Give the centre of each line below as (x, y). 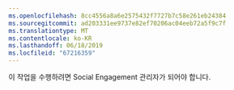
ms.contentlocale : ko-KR (50, 38)
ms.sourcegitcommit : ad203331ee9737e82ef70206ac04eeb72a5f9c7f (117, 23)
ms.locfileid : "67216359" (52, 53)
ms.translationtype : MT (49, 31)
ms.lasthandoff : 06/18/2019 (56, 46)
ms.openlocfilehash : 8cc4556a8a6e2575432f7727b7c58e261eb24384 (117, 16)
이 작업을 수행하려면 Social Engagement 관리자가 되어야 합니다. (110, 77)
